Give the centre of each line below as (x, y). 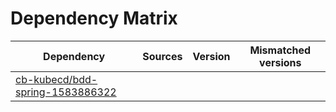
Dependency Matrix (94, 18)
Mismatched (280, 50)
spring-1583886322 (66, 92)
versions (280, 62)
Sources (162, 56)
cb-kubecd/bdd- (56, 79)
